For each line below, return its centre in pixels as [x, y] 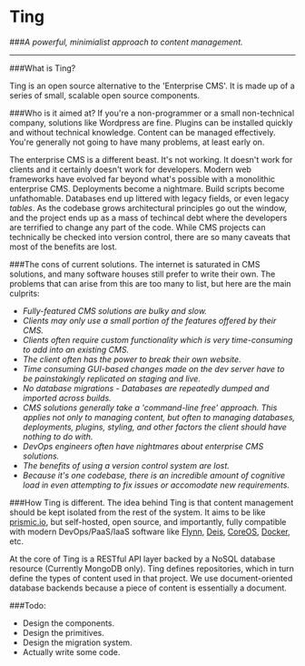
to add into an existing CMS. [76, 349]
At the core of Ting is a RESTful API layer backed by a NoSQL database [143, 559]
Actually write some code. [71, 651]
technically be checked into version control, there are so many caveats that [150, 237]
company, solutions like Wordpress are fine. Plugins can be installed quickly [151, 122]
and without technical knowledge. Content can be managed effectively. [143, 132]
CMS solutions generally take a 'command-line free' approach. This [150, 408]
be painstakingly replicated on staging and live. [112, 378]
